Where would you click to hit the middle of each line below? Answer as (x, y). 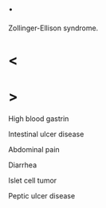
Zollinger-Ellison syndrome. (53, 28)
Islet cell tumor (33, 181)
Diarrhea (23, 165)
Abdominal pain (34, 150)
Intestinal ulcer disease (46, 134)
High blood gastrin (39, 119)
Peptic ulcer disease (42, 196)
